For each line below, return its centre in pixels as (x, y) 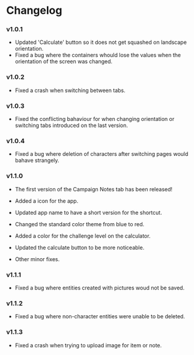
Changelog (34, 11)
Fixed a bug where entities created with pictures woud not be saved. (100, 288)
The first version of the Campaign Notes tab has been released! (94, 189)
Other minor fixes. (37, 259)
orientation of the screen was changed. (64, 61)
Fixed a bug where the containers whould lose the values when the (98, 55)
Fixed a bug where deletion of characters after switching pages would (102, 154)
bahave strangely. (37, 161)
